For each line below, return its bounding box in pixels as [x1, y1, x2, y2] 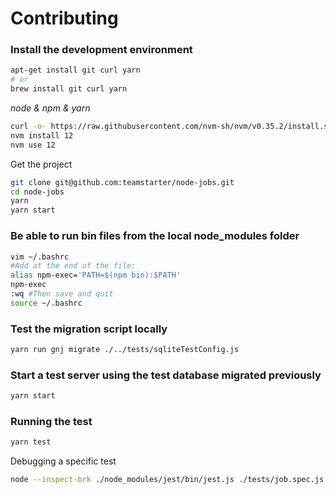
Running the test [10, 415, 93, 429]
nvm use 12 [10, 140, 56, 150]
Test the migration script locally [10, 322, 168, 336]
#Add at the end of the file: [10, 261, 137, 271]
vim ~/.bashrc [10, 252, 70, 262]
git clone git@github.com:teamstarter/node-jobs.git [10, 177, 235, 187]
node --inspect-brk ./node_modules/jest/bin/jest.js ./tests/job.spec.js [10, 475, 325, 485]
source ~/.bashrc [10, 298, 83, 308]
